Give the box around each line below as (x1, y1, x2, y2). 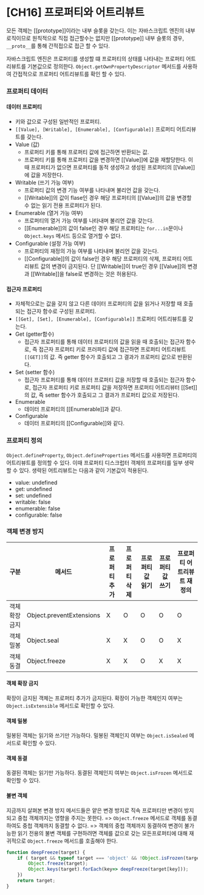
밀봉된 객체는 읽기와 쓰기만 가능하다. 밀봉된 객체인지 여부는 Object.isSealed (6, 732, 188, 739)
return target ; (17, 878, 56, 884)
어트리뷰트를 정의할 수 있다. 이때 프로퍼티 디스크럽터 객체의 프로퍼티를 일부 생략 (6, 459, 194, 466)
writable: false (15, 498, 51, 506)
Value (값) (15, 141, 40, 148)
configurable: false (15, 511, 63, 518)
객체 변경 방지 (6, 528, 44, 536)
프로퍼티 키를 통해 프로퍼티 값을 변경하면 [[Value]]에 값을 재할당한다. (24, 156, 187, 163)
